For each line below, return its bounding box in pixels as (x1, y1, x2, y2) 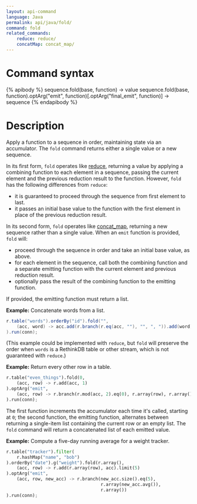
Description (6, 119, 64, 132)
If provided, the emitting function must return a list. (6, 295, 129, 303)
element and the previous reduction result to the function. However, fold (6, 174, 182, 182)
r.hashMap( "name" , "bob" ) (16, 454, 80, 460)
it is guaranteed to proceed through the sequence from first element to (14, 192, 186, 200)
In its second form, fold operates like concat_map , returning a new (6, 223, 168, 230)
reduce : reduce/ (16, 36, 57, 42)
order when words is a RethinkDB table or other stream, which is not (6, 346, 169, 353)
